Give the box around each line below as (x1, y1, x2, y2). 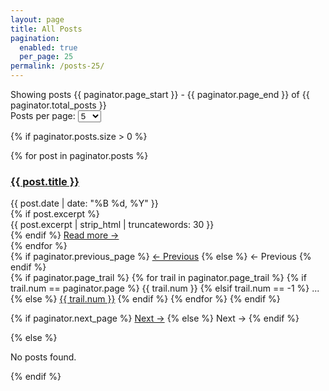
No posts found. (10, 351, 77, 363)
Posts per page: (10, 110, 76, 121)
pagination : (10, 33, 60, 43)
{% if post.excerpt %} (10, 208, 100, 220)
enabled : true (19, 42, 78, 53)
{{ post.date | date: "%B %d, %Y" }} (10, 197, 159, 210)
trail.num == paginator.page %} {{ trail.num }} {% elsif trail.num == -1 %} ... (10, 282, 320, 295)
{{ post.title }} (10, 174, 80, 188)
